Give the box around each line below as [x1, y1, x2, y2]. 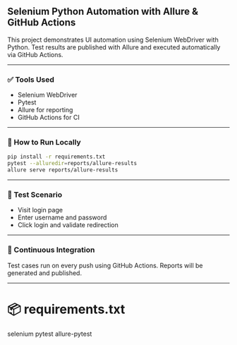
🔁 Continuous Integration [7, 245, 95, 255]
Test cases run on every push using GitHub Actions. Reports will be [7, 261, 203, 270]
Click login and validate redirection [17, 221, 119, 229]
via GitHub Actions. [7, 50, 63, 59]
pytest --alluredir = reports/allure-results [7, 160, 138, 167]
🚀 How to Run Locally [7, 138, 81, 147]
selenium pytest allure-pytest [7, 329, 92, 338]
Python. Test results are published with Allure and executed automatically [7, 42, 221, 52]
